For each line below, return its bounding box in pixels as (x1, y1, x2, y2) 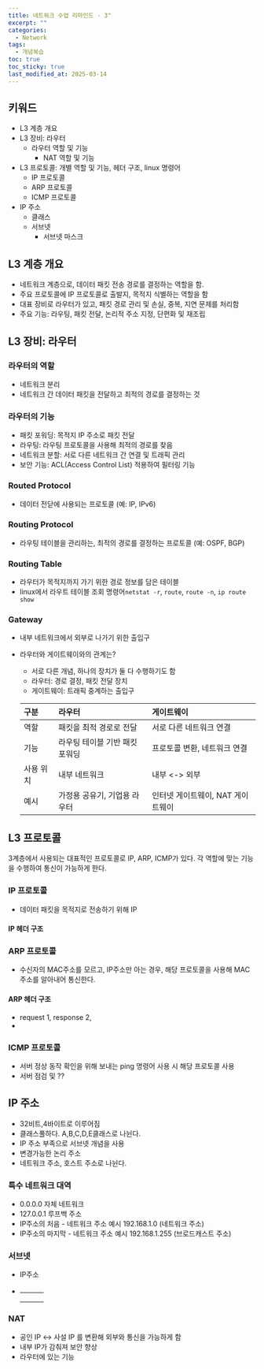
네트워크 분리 (19, 379, 60, 389)
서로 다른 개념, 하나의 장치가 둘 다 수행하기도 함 (31, 667, 176, 676)
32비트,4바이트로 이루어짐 (19, 1118, 101, 1128)
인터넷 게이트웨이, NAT (152, 790, 233, 801)
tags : (8, 41, 26, 49)
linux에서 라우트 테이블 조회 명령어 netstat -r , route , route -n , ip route (19, 587, 246, 597)
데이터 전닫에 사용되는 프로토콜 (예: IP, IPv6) (19, 499, 156, 508)
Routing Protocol (8, 519, 74, 530)
